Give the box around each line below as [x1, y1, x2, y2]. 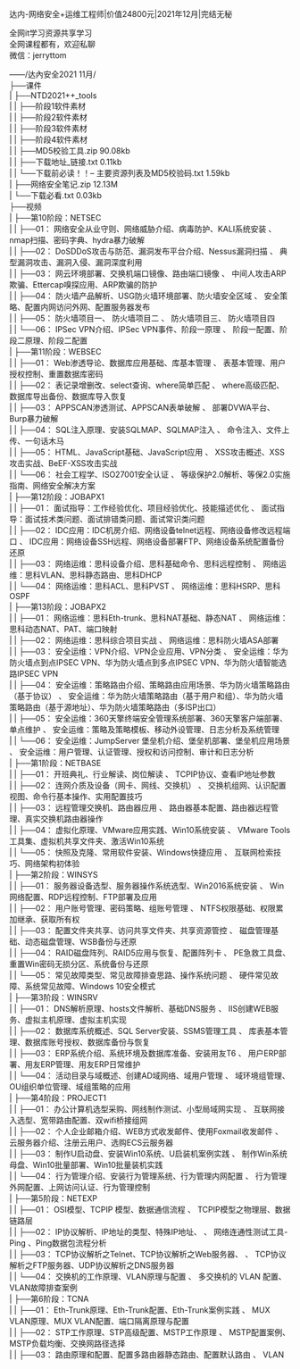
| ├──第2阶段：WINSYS [9, 870, 98, 880]
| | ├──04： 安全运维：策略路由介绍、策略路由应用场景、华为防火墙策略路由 [9, 680, 290, 690]
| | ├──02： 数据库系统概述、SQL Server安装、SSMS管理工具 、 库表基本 [9, 1026, 280, 1036]
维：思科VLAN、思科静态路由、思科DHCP [9, 570, 162, 580]
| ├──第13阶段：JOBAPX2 [9, 602, 107, 612]
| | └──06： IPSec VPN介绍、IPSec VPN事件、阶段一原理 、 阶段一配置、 [9, 324, 280, 334]
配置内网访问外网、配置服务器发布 [24, 302, 150, 312]
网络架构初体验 [24, 858, 80, 869]
